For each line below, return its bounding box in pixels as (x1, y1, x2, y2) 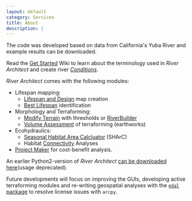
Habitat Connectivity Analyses (23, 140, 98, 147)
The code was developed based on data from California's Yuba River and (6, 42, 186, 49)
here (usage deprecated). (6, 164, 67, 171)
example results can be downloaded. (6, 48, 97, 55)
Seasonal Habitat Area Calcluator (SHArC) (23, 134, 127, 141)
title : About (6, 20, 39, 26)
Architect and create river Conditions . (6, 66, 98, 73)
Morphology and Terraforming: (14, 108, 91, 115)
